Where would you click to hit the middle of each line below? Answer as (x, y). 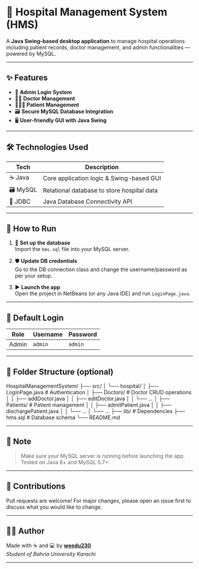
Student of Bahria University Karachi (51, 554)
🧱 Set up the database (42, 243)
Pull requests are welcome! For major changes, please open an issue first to (99, 500)
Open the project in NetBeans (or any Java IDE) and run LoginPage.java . (102, 294)
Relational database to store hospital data (100, 191)
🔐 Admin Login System (43, 92)
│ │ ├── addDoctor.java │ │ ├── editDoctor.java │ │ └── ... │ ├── (88, 398)
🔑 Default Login (35, 318)
